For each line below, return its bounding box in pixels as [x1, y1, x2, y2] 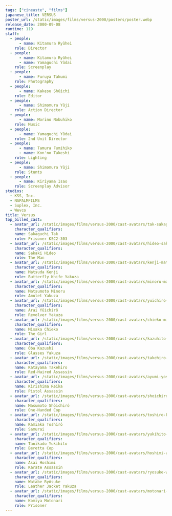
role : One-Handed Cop [14, 408, 60, 413]
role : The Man [14, 255, 45, 260]
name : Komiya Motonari [14, 498, 63, 503]
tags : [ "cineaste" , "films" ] [5, 7, 68, 13]
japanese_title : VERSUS [5, 12, 56, 17]
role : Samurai [14, 426, 45, 432]
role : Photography [14, 79, 54, 84]
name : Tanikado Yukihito [14, 441, 68, 446]
